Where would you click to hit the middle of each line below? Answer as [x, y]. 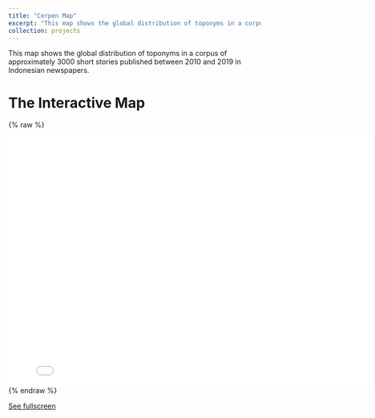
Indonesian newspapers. [49, 70]
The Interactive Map [77, 103]
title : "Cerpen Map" [43, 16]
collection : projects [44, 30]
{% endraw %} [33, 391]
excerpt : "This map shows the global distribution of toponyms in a [125, 23]
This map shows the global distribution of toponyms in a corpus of [118, 54]
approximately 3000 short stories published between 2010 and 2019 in [125, 62]
